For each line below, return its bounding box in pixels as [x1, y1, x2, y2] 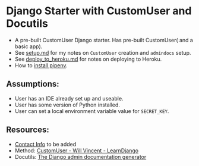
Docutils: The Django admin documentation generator [14, 153, 147, 160]
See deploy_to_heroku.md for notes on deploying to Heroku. [14, 55, 162, 62]
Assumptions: [6, 79, 59, 89]
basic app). [14, 43, 43, 50]
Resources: [6, 125, 49, 135]
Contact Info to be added [14, 140, 77, 148]
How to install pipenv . [14, 61, 68, 69]
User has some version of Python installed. [14, 101, 121, 108]
